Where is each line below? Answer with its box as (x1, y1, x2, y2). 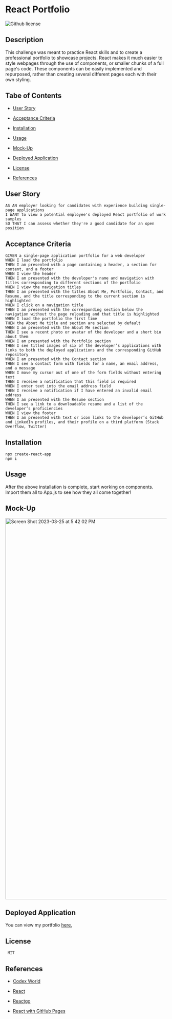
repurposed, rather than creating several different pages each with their (5, 71, 157, 77)
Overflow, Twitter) (5, 424, 47, 430)
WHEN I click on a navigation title (5, 303, 83, 308)
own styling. (5, 76, 31, 83)
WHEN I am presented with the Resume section (5, 397, 104, 402)
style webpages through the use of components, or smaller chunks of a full (5, 60, 164, 66)
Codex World (12, 978, 41, 985)
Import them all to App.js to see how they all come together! (5, 489, 132, 495)
